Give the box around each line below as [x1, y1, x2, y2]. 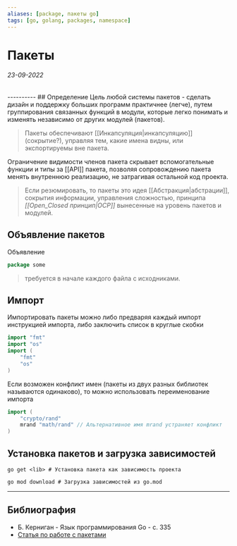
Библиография [7, 504, 76, 516]
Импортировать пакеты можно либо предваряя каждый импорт [7, 313, 201, 321]
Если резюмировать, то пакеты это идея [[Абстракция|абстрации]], [24, 186, 230, 194]
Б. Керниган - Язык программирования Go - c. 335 [17, 523, 171, 531]
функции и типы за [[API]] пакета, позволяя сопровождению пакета [7, 165, 212, 173]
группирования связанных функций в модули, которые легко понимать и [7, 107, 228, 116]
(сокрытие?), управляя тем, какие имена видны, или [24, 136, 183, 144]
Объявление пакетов [7, 229, 105, 241]
